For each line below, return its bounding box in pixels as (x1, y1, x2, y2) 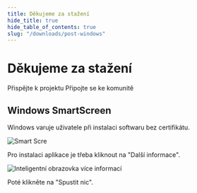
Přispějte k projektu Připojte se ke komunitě (7, 84, 134, 93)
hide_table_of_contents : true (7, 23, 97, 30)
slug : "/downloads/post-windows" (7, 30, 106, 37)
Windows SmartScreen (7, 104, 112, 117)
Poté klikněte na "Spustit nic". (7, 178, 94, 186)
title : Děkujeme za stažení (7, 10, 90, 18)
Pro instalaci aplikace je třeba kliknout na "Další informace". (7, 151, 181, 159)
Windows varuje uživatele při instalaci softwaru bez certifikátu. (7, 123, 191, 131)
